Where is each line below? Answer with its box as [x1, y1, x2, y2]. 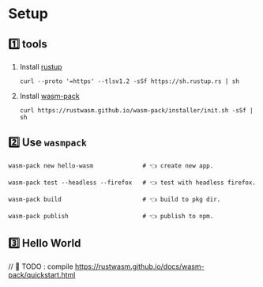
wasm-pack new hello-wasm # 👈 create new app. [8, 161, 214, 170]
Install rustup [19, 62, 62, 71]
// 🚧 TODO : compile [8, 262, 73, 271]
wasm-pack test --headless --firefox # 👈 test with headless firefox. [8, 179, 257, 187]
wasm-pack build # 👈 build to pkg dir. [8, 195, 221, 203]
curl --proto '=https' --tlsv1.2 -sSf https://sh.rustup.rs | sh [19, 77, 239, 85]
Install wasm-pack [19, 92, 81, 100]
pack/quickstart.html [8, 270, 76, 279]
